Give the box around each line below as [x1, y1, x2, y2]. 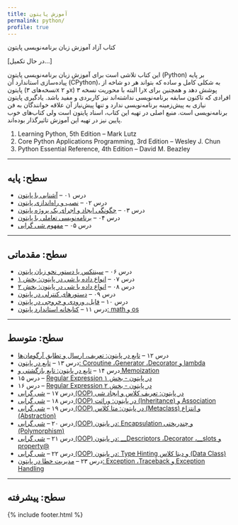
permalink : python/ [7, 17, 65, 24]
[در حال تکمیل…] [7, 57, 52, 65]
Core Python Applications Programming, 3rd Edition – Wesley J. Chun [17, 137, 221, 146]
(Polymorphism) [17, 426, 65, 435]
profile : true [7, 23, 50, 31]
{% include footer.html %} [7, 510, 84, 519]
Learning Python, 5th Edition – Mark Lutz [17, 129, 137, 139]
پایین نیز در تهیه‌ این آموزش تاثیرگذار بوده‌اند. [7, 116, 123, 124]
